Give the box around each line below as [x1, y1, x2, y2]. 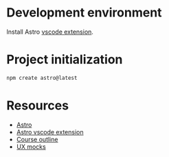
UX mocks [16, 143, 46, 151]
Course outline [16, 135, 58, 143]
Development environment [6, 5, 162, 21]
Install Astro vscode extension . [6, 28, 94, 36]
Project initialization [6, 52, 123, 67]
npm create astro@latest [6, 74, 78, 81]
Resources [6, 98, 69, 113]
